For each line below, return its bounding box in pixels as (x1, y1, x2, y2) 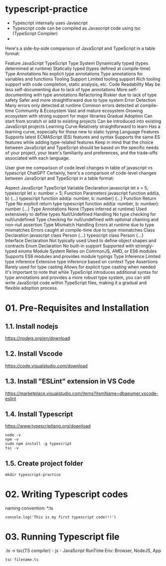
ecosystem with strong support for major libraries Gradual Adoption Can (5, 113, 153, 119)
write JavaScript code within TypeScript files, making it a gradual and (5, 279, 147, 286)
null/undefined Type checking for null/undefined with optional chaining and (5, 216, 159, 222)
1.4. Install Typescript (5, 410, 73, 418)
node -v (5, 433, 21, 438)
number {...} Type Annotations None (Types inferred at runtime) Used (5, 206, 147, 212)
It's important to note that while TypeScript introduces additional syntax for (5, 269, 159, 275)
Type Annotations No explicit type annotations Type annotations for (5, 70, 143, 76)
